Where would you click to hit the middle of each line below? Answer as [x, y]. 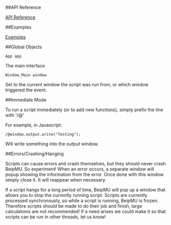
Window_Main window [26, 75]
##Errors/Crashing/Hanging [34, 154]
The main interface [25, 66]
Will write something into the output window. [52, 144]
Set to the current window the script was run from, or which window [77, 84]
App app [14, 56]
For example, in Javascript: [34, 125]
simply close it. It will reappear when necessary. [56, 180]
